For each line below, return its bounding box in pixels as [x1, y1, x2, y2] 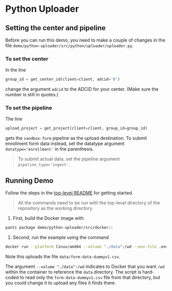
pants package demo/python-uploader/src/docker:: [5, 225, 114, 231]
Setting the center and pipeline [5, 24, 106, 32]
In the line [5, 67, 27, 73]
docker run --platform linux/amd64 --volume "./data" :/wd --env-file [5, 244, 157, 250]
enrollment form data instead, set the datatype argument [5, 140, 125, 147]
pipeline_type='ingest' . [17, 161, 70, 168]
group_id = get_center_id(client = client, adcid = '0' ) [5, 77, 120, 82]
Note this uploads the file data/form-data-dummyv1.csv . [5, 253, 120, 259]
